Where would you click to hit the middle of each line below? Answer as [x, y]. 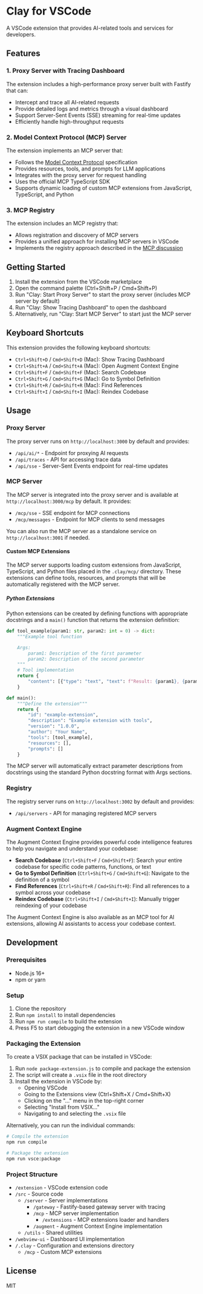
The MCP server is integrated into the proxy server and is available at [92, 494]
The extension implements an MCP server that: [65, 150]
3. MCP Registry [31, 210]
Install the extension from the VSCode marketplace [78, 282]
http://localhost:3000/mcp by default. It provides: [69, 501]
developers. [21, 34]
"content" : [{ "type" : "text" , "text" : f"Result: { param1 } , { [107, 681]
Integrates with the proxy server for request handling [81, 175]
